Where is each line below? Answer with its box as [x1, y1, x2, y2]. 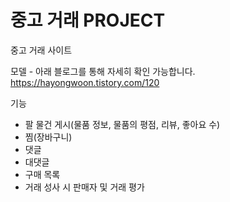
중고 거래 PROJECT [10, 9, 166, 32]
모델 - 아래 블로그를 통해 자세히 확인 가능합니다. [10, 65, 196, 77]
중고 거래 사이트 [10, 44, 73, 56]
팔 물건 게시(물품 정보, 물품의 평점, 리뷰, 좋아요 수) [24, 118, 221, 130]
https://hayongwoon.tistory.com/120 [10, 76, 160, 88]
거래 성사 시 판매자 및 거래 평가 [24, 181, 145, 193]
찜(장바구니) [24, 131, 73, 143]
